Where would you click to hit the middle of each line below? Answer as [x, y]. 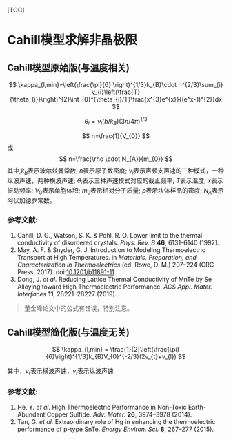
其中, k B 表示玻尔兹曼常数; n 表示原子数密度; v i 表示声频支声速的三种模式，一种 [115, 172]
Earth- [198, 408]
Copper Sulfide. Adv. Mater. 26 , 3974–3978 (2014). [119, 414]
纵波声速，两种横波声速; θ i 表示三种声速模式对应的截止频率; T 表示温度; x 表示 [115, 181]
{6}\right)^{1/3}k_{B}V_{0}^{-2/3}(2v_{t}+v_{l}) [111, 356]
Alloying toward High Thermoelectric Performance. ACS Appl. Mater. [114, 287]
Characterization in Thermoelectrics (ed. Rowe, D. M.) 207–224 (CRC [115, 265]
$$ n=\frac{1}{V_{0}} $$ [116, 136]
